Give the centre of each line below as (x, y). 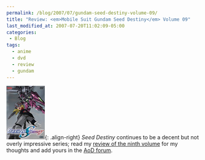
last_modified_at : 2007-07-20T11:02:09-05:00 (65, 26)
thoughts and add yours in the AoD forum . (60, 150)
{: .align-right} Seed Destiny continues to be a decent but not (122, 137)
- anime (22, 52)
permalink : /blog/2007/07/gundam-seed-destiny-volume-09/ (82, 13)
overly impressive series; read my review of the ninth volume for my (92, 144)
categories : (21, 32)
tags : (13, 45)
